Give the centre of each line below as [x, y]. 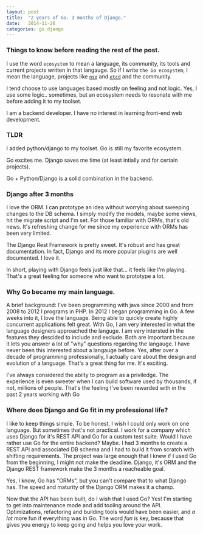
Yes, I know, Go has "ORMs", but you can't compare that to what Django [96, 480]
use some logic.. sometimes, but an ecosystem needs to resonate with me [99, 94]
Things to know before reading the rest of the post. [83, 50]
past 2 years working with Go [43, 394]
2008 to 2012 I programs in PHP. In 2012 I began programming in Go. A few [100, 311]
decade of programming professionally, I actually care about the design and [101, 357]
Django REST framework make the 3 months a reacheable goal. [86, 468]
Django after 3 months [40, 194]
